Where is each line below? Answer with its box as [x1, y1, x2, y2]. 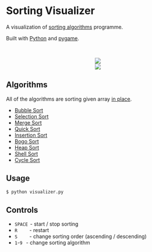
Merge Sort [14, 119, 42, 126]
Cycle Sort [14, 156, 40, 163]
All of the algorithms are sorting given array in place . [6, 95, 132, 102]
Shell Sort [14, 150, 38, 157]
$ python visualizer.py [6, 189, 64, 195]
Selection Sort [14, 113, 49, 120]
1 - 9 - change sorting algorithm [14, 239, 90, 246]
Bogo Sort [14, 137, 39, 144]
